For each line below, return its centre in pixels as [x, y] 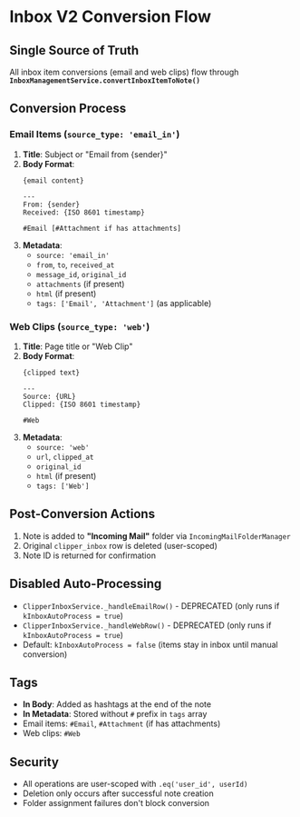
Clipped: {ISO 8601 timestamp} [82, 404]
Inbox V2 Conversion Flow [110, 17]
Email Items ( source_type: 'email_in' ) [95, 135]
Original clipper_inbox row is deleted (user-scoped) [120, 545]
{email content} [53, 180]
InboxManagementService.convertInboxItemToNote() [105, 81]
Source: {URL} [49, 396]
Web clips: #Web [51, 733]
